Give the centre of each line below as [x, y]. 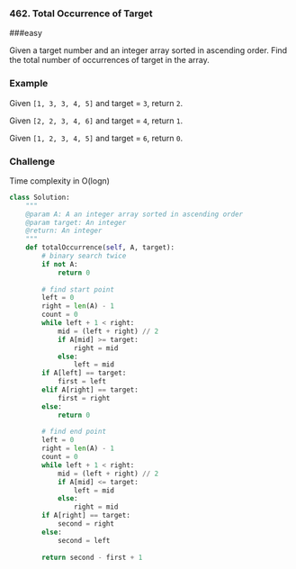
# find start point [78, 289]
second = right [86, 524]
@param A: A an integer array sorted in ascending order [135, 214]
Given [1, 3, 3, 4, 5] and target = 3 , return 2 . [96, 103]
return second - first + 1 [92, 557]
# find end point [74, 432]
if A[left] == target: [84, 373]
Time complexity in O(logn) [60, 181]
